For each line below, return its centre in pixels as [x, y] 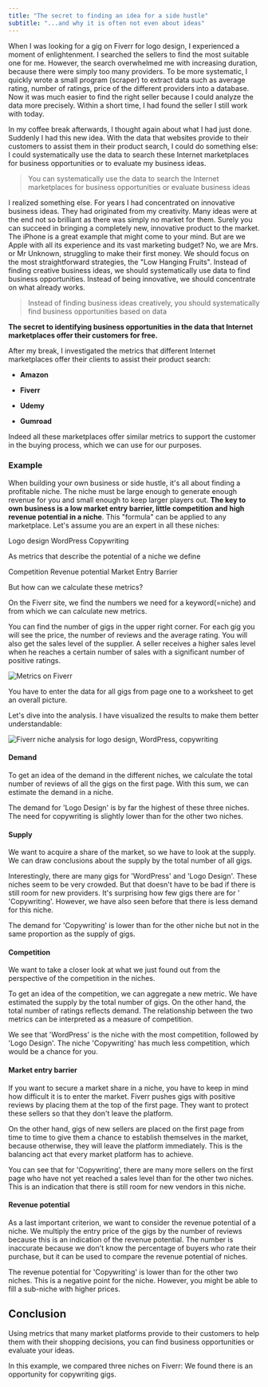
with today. [26, 113]
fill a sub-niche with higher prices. [65, 1289]
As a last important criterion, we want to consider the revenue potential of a [132, 1223]
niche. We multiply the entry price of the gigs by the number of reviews [125, 1231]
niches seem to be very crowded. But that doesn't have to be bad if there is [132, 885]
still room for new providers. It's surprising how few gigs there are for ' [124, 893]
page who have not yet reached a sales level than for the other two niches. [131, 1178]
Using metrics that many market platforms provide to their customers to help [134, 1333]
